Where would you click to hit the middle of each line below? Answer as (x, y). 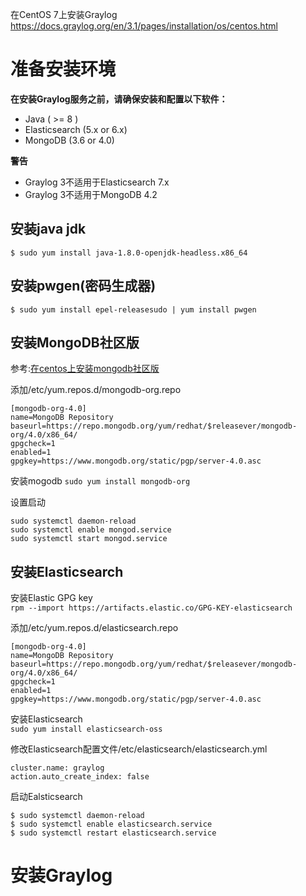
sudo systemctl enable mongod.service (91, 530)
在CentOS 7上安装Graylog (64, 14)
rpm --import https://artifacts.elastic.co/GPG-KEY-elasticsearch (151, 608)
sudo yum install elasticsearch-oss (86, 729)
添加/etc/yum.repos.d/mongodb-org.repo (96, 390)
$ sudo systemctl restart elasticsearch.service (113, 833)
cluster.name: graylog (57, 768)
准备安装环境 (63, 69)
